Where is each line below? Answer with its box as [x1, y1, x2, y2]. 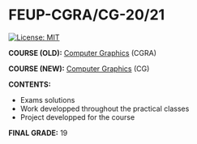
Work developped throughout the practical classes [19, 104, 190, 113]
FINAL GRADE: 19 [8, 128, 68, 138]
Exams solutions [19, 95, 75, 104]
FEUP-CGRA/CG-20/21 [8, 6, 165, 24]
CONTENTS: [8, 79, 51, 89]
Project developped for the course [19, 112, 135, 122]
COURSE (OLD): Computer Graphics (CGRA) [8, 48, 156, 57]
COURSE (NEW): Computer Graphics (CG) [8, 63, 150, 74]
